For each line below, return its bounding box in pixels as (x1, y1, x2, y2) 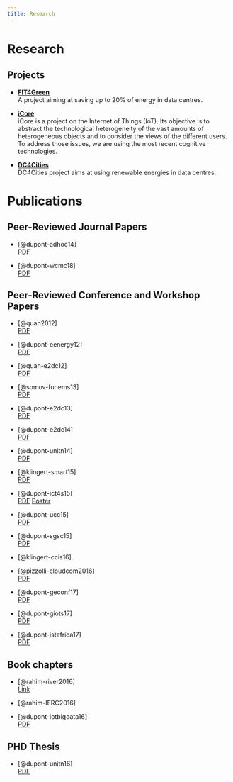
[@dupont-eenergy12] (17, 340, 83, 349)
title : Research (7, 10, 55, 18)
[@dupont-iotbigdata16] (17, 713, 88, 721)
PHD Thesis (7, 740, 60, 752)
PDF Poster (17, 497, 51, 505)
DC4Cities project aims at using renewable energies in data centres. (17, 168, 217, 177)
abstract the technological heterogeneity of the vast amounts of (17, 124, 204, 133)
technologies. (17, 147, 58, 155)
